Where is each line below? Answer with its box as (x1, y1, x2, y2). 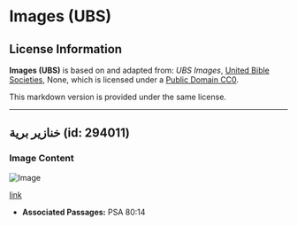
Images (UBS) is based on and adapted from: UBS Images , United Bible (9, 65, 270, 75)
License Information (9, 42, 122, 57)
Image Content (9, 152, 75, 165)
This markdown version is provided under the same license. (9, 91, 227, 102)
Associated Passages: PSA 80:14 (21, 207, 146, 217)
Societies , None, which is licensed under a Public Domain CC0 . (9, 74, 240, 85)
